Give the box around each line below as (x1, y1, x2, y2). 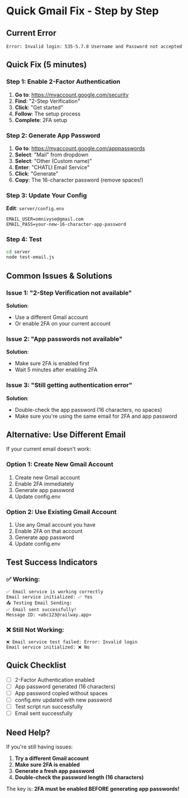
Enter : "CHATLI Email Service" (14, 164, 90, 171)
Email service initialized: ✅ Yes (6, 594, 93, 600)
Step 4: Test (6, 235, 42, 243)
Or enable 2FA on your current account (14, 320, 111, 327)
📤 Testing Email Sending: (6, 600, 73, 606)
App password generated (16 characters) (14, 683, 116, 690)
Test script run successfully (14, 703, 83, 711)
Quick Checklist (6, 661, 67, 671)
